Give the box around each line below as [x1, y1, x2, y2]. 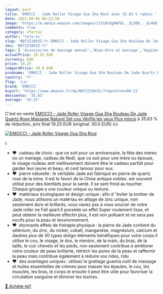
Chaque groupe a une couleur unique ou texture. [12, 186, 110, 192]
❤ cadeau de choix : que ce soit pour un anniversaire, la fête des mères [12, 150, 157, 156]
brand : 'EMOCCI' [5, 84, 38, 89]
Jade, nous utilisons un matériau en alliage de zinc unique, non [12, 196, 138, 202]
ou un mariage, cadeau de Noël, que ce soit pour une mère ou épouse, [12, 155, 154, 161]
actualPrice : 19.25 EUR [5, 52, 53, 57]
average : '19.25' [5, 98, 40, 103]
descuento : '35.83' [5, 93, 45, 98]
